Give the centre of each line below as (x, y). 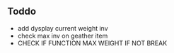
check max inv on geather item (63, 36)
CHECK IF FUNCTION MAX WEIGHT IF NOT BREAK (92, 43)
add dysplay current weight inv (63, 28)
